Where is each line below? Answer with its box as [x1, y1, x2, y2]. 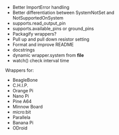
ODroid [12, 125, 28, 131]
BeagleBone [12, 77, 38, 83]
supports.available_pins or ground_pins [12, 26, 94, 32]
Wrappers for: [5, 67, 34, 73]
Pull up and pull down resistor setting [12, 36, 89, 42]
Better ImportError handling [12, 5, 69, 10]
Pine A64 [12, 98, 32, 104]
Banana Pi [12, 120, 34, 125]
